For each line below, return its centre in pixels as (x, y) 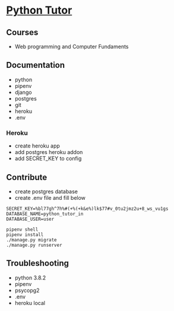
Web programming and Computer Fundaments (72, 46)
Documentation (36, 65)
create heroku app (37, 146)
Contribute (27, 177)
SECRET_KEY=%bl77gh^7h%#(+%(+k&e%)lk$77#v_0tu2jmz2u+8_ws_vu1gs (87, 209)
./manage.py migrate (32, 240)
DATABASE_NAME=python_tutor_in (45, 214)
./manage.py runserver (34, 245)
